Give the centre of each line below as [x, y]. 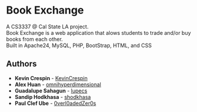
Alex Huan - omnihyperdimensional [58, 84]
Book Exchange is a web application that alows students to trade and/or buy [98, 32]
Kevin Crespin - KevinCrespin [51, 78]
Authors [22, 64]
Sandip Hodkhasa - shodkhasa [53, 97]
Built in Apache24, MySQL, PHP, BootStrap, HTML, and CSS [79, 45]
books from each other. [35, 39]
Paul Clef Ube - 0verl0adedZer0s [55, 103]
